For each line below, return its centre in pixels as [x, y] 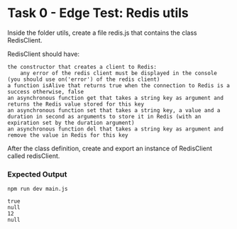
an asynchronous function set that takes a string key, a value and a [114, 110]
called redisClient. [34, 156]
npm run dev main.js [38, 189]
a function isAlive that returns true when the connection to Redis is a [119, 85]
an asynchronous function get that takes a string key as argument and [115, 98]
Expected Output [37, 174]
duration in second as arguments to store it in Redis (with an [104, 116]
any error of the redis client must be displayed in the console [119, 73]
